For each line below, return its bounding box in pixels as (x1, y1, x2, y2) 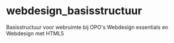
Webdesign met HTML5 (6, 29, 64, 37)
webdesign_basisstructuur (6, 4, 143, 18)
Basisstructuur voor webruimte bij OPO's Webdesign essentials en (6, 24, 168, 31)
